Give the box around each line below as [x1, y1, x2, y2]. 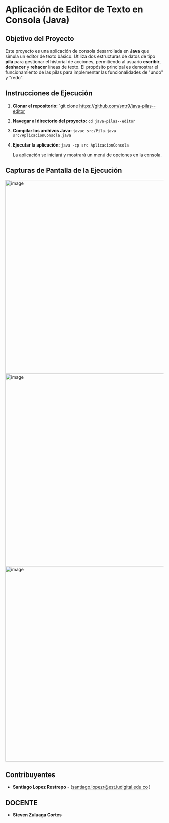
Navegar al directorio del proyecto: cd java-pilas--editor [12, 118, 136, 124]
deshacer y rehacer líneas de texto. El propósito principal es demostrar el [5, 64, 158, 70]
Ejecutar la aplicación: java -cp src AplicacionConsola [12, 141, 129, 148]
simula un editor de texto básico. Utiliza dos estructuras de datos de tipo [5, 53, 156, 59]
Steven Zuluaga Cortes [12, 812, 62, 818]
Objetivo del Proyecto [5, 34, 74, 43]
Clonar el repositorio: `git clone [12, 103, 79, 109]
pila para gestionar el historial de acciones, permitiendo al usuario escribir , [5, 59, 161, 64]
